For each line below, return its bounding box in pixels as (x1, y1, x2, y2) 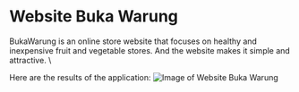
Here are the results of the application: (9, 71, 151, 82)
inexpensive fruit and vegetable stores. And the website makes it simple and (9, 45, 291, 55)
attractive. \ (9, 54, 52, 65)
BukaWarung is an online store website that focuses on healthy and (9, 36, 258, 46)
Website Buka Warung (9, 6, 179, 27)
